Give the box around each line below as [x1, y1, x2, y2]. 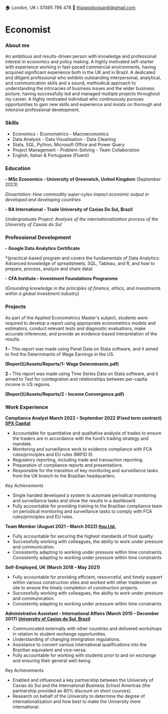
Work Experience [5, 403, 49, 410]
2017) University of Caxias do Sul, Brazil [5, 615, 91, 621]
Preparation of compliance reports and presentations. [12, 462, 124, 468]
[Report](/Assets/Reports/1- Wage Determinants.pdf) [5, 361, 119, 367]
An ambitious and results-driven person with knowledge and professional [5, 53, 157, 59]
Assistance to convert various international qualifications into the [12, 641, 147, 648]
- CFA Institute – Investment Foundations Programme [5, 276, 118, 282]
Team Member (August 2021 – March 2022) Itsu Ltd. [5, 523, 116, 529]
